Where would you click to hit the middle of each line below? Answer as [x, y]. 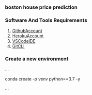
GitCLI [18, 46]
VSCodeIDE [24, 41]
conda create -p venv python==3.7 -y [43, 79]
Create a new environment [37, 59]
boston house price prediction [41, 7]
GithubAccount [27, 31]
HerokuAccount [28, 36]
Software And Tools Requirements [46, 20]
